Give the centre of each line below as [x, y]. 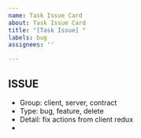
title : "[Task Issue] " [47, 30]
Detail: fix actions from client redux [76, 119]
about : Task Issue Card [47, 23]
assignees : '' [32, 45]
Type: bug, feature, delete [61, 110]
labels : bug [28, 37]
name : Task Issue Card [45, 15]
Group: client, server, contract [68, 103]
